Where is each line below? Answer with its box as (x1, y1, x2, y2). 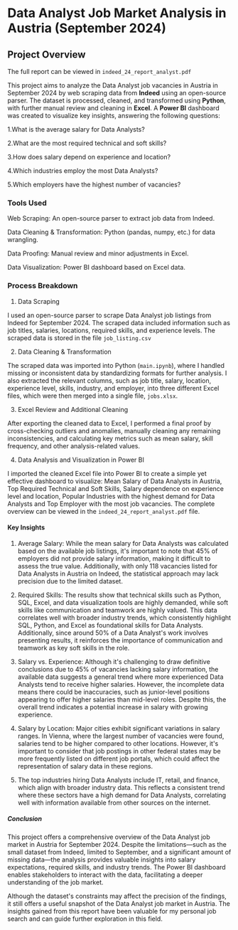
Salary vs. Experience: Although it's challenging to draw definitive (17, 657, 211, 666)
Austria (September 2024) (7, 20, 167, 36)
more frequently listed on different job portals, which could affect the (17, 754, 220, 763)
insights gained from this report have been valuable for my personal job (7, 907, 217, 915)
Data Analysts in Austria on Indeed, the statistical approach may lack (17, 569, 219, 578)
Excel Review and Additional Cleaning (17, 405, 129, 413)
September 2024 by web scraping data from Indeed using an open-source (7, 89, 227, 97)
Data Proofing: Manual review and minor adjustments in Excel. (7, 249, 189, 258)
